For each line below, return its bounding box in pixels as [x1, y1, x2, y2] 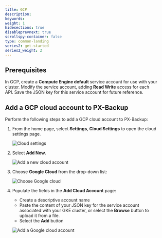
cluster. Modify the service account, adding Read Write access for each [5, 84, 150, 90]
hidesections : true [5, 25, 45, 30]
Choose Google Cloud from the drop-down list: [12, 169, 107, 175]
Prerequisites [5, 66, 47, 74]
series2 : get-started [5, 43, 49, 48]
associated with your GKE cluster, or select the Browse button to [19, 208, 149, 214]
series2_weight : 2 [5, 48, 42, 53]
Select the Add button [19, 218, 64, 224]
